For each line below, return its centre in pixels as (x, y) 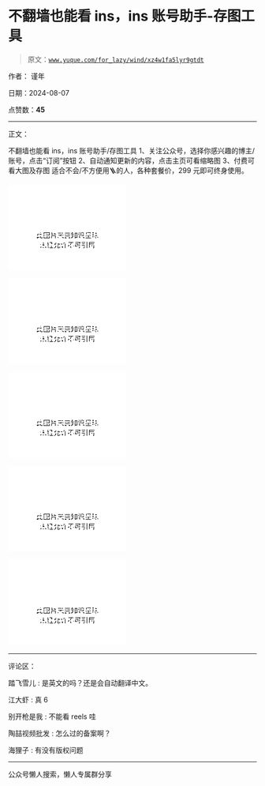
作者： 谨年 (26, 76)
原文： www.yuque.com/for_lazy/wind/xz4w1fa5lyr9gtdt (116, 59)
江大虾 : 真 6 (28, 699)
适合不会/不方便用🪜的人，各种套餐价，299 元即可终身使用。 (149, 170)
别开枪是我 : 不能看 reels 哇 (52, 716)
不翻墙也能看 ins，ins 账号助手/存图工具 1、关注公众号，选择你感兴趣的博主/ (131, 150)
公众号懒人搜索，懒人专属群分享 (60, 774)
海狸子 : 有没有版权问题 (46, 750)
